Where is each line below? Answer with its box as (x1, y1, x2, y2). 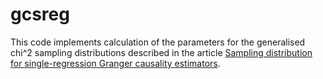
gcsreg (10, 3, 70, 26)
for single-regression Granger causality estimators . (10, 57, 221, 69)
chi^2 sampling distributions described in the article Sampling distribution (10, 46, 313, 58)
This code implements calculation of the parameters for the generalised (10, 36, 306, 48)
